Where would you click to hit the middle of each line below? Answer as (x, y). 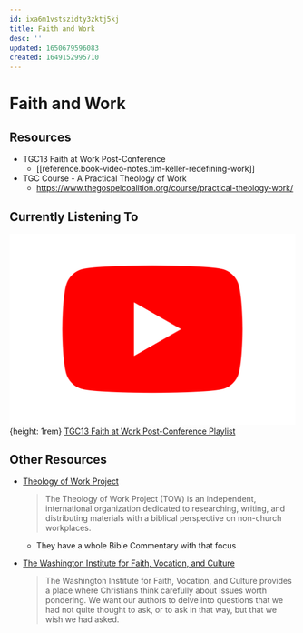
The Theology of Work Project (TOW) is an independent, (151, 499)
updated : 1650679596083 (54, 48)
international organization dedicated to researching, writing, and (165, 508)
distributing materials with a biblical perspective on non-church (163, 518)
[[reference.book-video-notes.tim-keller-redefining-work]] (146, 169)
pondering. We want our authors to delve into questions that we (164, 600)
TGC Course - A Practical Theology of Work (105, 178)
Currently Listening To (74, 217)
